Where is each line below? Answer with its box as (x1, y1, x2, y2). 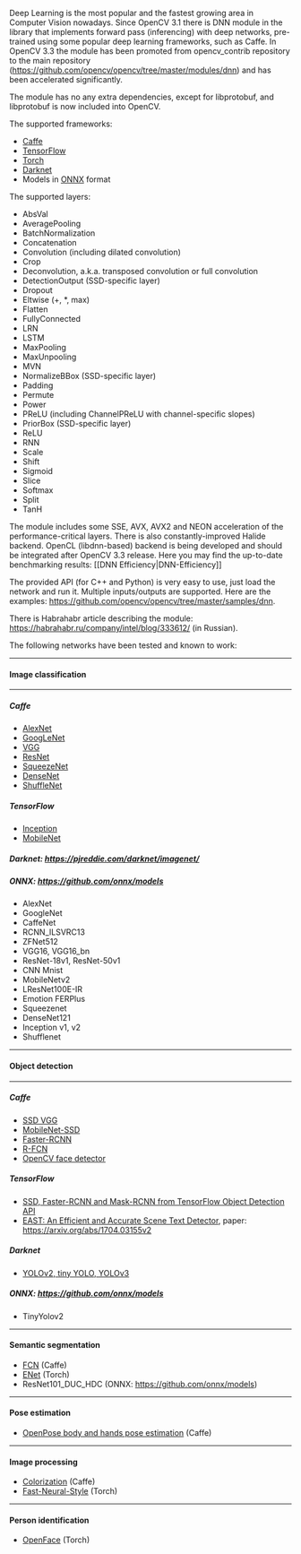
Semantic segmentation (9, 1340, 101, 1351)
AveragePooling (21, 219, 82, 229)
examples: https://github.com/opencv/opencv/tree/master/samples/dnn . (9, 596, 276, 606)
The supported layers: (9, 192, 91, 202)
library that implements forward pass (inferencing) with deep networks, (9, 27, 272, 37)
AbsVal (21, 209, 48, 219)
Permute (21, 390, 55, 400)
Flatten (21, 304, 48, 315)
